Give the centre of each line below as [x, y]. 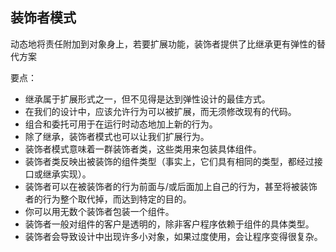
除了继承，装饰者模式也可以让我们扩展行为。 [117, 136]
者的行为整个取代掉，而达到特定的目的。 [108, 199]
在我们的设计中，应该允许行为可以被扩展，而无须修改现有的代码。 [160, 111]
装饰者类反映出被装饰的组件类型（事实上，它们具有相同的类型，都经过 [169, 161]
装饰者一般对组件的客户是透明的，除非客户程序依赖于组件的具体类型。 [169, 224]
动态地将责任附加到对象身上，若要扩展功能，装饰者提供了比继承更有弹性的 [163, 44]
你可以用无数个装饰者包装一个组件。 [99, 211]
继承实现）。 [67, 174]
